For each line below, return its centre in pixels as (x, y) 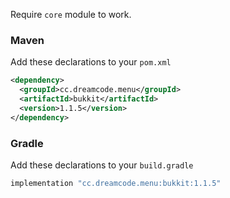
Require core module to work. (71, 14)
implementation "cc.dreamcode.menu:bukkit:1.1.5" (116, 183)
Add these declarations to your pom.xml (91, 62)
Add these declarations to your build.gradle (102, 165)
